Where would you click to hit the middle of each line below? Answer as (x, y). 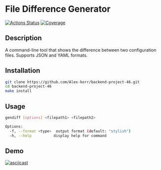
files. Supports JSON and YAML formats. (46, 55)
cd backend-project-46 (28, 86)
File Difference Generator (58, 9)
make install (18, 91)
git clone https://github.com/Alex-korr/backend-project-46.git (72, 82)
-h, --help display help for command (58, 136)
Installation (23, 71)
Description (23, 38)
